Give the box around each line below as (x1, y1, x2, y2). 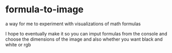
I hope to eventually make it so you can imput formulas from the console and (5, 30, 167, 37)
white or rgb (5, 41, 31, 47)
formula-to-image (5, 4, 84, 15)
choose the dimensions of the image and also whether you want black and (5, 36, 163, 42)
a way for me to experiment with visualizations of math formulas (5, 21, 141, 27)
